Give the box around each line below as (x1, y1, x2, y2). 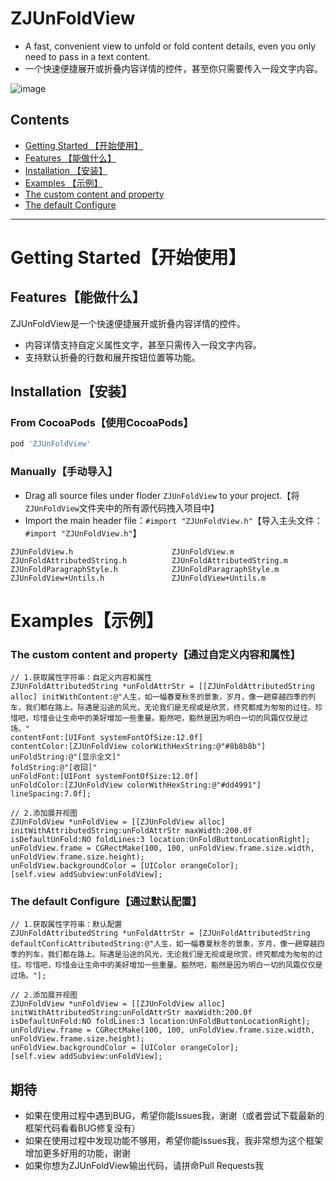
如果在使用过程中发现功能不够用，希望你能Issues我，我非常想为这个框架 (24, 1135, 324, 1147)
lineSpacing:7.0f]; (10, 789, 92, 799)
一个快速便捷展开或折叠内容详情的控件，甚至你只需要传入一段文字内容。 (24, 62, 323, 74)
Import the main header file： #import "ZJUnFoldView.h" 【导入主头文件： (24, 514, 323, 526)
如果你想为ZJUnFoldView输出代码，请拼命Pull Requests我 (24, 1160, 264, 1172)
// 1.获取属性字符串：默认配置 (10, 920, 123, 930)
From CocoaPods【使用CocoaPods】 (10, 416, 194, 430)
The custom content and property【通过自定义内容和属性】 (10, 647, 301, 661)
